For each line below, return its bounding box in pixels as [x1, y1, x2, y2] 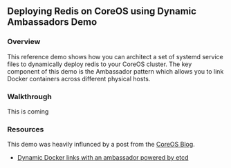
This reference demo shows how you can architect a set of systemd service [7, 52, 223, 61]
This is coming [7, 107, 49, 116]
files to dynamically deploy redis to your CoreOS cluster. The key [7, 60, 192, 68]
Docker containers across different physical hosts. [7, 74, 151, 83]
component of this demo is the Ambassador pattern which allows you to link [7, 67, 224, 75]
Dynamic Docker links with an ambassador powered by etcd [17, 154, 189, 162]
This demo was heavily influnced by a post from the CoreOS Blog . [7, 140, 195, 149]
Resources [7, 124, 44, 134]
